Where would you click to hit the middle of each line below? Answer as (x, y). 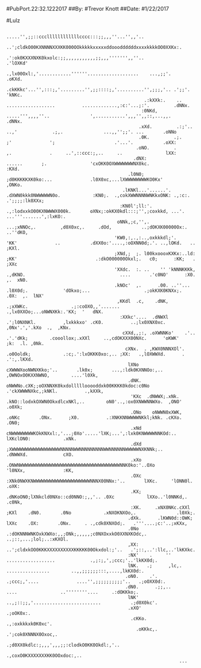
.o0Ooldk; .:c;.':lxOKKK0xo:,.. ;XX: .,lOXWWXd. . (96, 354)
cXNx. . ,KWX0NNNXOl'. (155, 349)
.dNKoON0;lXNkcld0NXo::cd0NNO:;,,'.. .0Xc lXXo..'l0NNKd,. (97, 497)
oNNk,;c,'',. (133, 222)
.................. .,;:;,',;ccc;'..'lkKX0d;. (82, 560)
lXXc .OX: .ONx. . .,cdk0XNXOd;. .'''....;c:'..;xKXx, (97, 524)
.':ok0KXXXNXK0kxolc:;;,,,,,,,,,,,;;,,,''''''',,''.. (75, 58)
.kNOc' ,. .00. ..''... (152, 285)
